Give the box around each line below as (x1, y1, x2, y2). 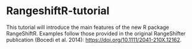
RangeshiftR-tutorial (6, 4, 110, 18)
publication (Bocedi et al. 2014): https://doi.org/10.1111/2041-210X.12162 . (6, 36, 182, 43)
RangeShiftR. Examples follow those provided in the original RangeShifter (6, 30, 186, 37)
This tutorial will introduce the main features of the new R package (6, 24, 169, 31)
